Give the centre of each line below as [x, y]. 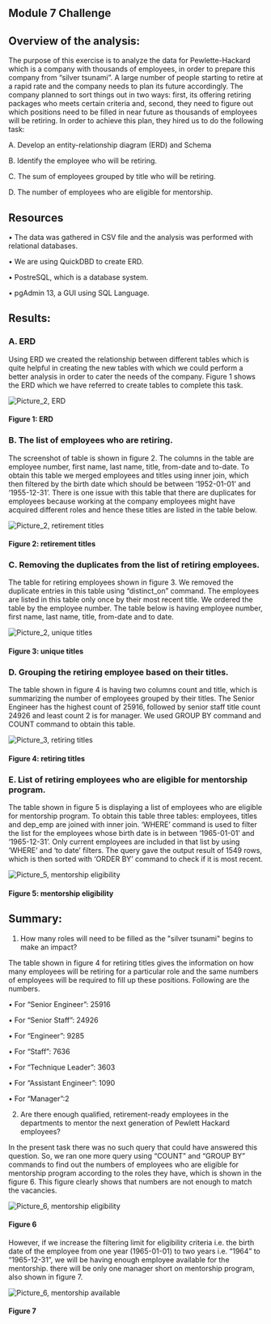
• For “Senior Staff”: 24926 [53, 1020]
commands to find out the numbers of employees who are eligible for [124, 1164]
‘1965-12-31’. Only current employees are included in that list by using [124, 842]
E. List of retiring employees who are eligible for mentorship [128, 779]
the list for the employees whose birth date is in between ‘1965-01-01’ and [131, 833]
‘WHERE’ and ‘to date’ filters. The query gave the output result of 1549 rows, [135, 851]
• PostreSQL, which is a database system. [78, 277]
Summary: [35, 919]
